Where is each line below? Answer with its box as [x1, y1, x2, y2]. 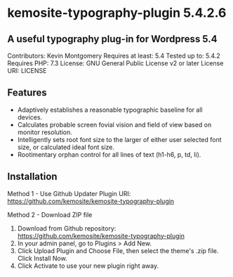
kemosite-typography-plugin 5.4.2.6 [7, 5, 227, 21]
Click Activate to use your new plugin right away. [17, 262, 159, 270]
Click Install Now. [17, 254, 68, 262]
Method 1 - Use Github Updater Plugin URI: [7, 189, 131, 198]
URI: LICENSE [7, 67, 47, 75]
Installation [7, 171, 58, 183]
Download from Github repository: [17, 224, 116, 233]
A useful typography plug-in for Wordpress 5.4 [7, 33, 218, 45]
